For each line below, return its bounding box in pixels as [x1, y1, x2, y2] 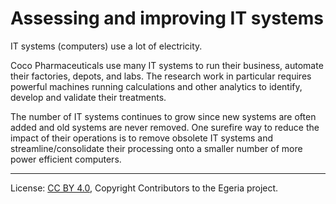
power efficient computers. [10, 153, 122, 165]
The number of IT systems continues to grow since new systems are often [10, 110, 317, 122]
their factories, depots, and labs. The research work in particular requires [10, 70, 312, 82]
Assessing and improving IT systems [10, 7, 324, 30]
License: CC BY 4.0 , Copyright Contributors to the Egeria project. [10, 182, 279, 194]
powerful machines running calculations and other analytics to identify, [10, 80, 303, 92]
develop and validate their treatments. [10, 91, 167, 103]
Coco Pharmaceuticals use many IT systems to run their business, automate [10, 59, 324, 71]
